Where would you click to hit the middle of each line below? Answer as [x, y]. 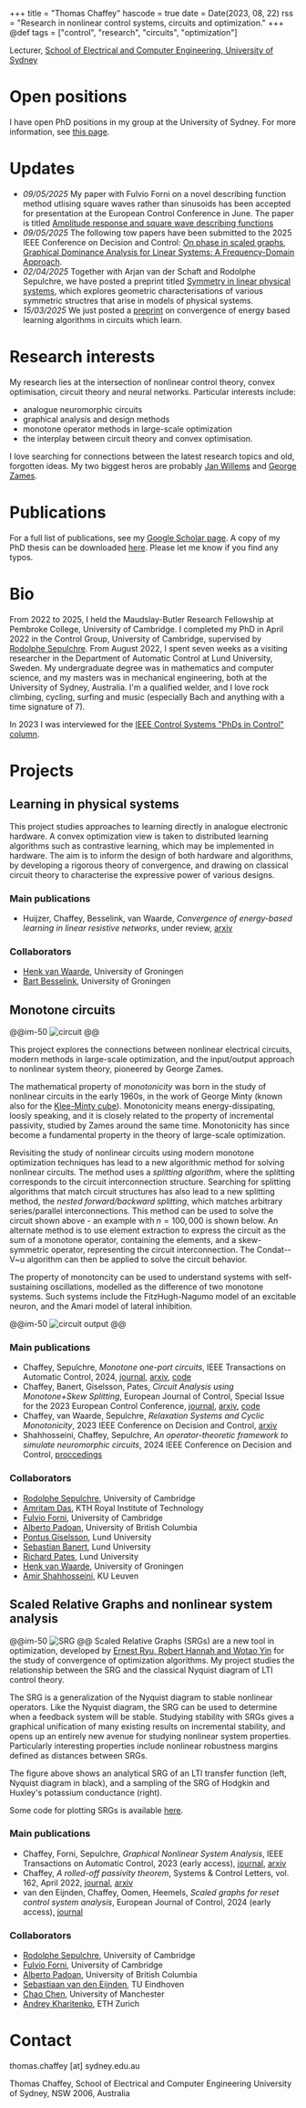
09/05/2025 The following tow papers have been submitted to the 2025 [157, 233]
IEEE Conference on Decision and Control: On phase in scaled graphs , [154, 242]
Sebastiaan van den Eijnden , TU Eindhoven [103, 1985]
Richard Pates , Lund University [81, 1556]
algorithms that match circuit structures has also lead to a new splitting [142, 1192]
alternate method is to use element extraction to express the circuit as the [148, 1230]
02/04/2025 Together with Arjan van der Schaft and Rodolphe [139, 271]
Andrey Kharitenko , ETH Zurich [81, 2004]
